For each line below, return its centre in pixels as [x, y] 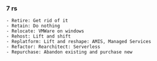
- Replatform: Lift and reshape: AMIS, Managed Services [79, 42]
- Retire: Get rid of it [37, 21]
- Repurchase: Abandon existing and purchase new [70, 52]
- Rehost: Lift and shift [38, 36]
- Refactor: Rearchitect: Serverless [53, 47]
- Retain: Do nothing [33, 26]
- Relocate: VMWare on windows [45, 31]
